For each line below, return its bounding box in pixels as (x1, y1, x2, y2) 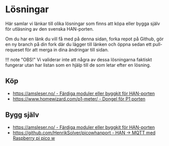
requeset (5, 46, 24, 53)
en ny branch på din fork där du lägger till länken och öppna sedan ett (5, 41, 152, 47)
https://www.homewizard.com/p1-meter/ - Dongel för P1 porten (12, 95, 146, 102)
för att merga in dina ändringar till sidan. (25, 46, 109, 53)
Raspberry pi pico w (12, 135, 55, 141)
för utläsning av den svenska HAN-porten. (5, 26, 94, 32)
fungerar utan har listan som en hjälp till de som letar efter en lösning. (5, 62, 151, 68)
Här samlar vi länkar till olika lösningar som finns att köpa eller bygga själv (5, 20, 160, 27)
